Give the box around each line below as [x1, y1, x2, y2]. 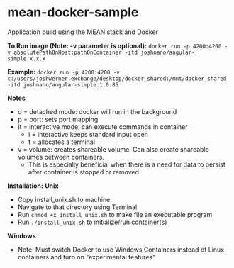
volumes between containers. [17, 152, 105, 161]
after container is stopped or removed [28, 167, 140, 176]
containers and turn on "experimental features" [17, 252, 156, 261]
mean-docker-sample [7, 4, 139, 21]
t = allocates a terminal [28, 138, 96, 146]
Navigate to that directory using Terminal [17, 203, 138, 211]
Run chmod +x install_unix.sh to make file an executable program [17, 210, 213, 218]
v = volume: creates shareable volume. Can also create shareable [17, 145, 209, 153]
